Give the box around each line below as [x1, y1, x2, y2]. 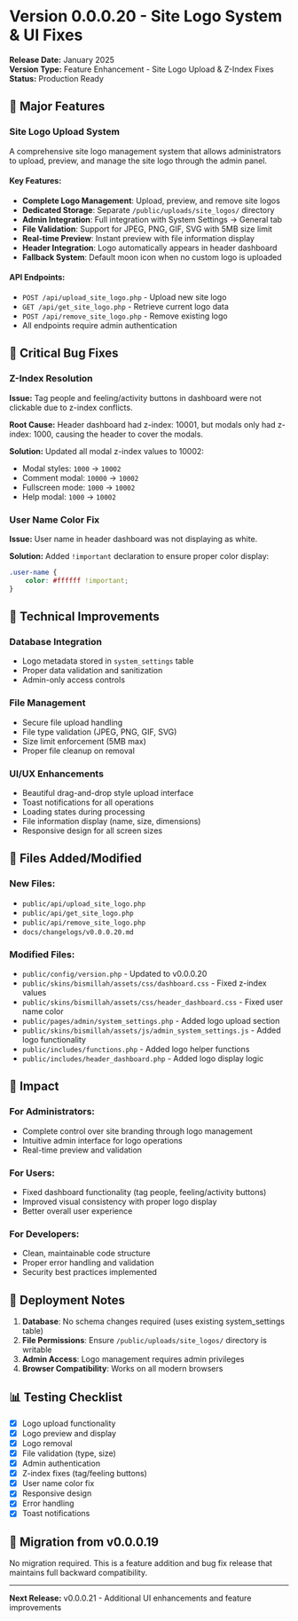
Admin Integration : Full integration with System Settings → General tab [21, 214, 282, 224]
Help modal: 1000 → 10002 [21, 491, 117, 502]
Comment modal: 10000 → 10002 [21, 472, 139, 483]
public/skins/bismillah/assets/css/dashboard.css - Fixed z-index [21, 978, 268, 988]
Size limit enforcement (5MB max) [21, 736, 146, 746]
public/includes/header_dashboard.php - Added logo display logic [21, 1053, 264, 1064]
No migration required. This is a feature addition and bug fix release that [9, 1558, 273, 1569]
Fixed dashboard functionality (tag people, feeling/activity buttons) [21, 1186, 267, 1197]
